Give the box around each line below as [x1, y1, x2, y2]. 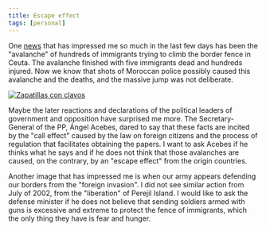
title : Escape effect [8, 11, 80, 20]
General [8, 122, 34, 132]
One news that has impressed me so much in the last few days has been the [8, 40, 259, 50]
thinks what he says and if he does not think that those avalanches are [8, 148, 240, 157]
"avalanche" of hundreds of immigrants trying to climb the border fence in [8, 49, 251, 59]
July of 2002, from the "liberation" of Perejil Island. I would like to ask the [8, 188, 248, 198]
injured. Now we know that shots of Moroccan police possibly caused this [8, 66, 251, 75]
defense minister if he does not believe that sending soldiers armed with [8, 196, 245, 206]
